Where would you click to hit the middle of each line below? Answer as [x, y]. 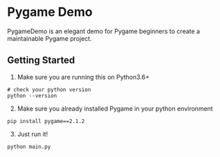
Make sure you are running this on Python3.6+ [83, 77]
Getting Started [41, 61]
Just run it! [33, 134]
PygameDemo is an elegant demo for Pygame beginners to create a [104, 31]
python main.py [29, 147]
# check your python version [49, 90]
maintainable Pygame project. [49, 38]
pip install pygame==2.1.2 [46, 121]
